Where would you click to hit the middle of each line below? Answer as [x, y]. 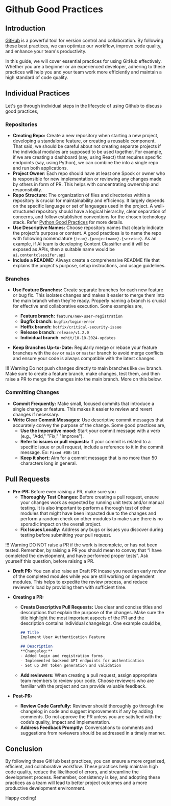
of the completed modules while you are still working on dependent [83, 576]
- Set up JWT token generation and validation [71, 665]
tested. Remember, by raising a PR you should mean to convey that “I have [84, 550]
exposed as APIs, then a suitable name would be [64, 249]
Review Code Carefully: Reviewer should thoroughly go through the [92, 706]
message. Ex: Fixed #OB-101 [50, 452]
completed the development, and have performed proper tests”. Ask [77, 556]
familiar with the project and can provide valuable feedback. [83, 686]
